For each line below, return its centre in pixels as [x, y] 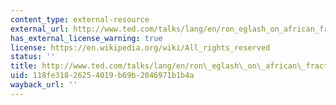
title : [24, 66]
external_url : [40, 29]
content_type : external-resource [80, 19]
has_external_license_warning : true [86, 38]
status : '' [33, 57]
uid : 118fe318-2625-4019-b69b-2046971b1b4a [102, 76]
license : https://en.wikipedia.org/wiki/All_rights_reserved [140, 47]
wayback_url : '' [44, 85]
